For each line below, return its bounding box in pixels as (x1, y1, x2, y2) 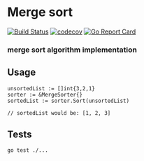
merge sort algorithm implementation (7, 45, 138, 55)
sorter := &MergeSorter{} (7, 91, 82, 98)
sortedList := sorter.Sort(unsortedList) (7, 97, 130, 104)
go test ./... (7, 147, 49, 154)
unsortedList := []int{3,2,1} (7, 85, 96, 92)
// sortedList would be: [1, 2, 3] (7, 109, 111, 116)
